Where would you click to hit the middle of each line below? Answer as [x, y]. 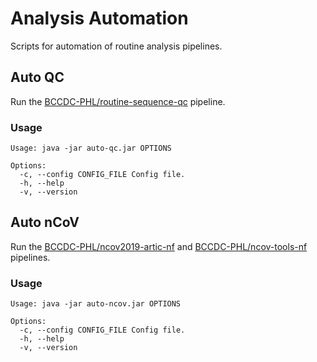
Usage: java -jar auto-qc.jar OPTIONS [91, 148]
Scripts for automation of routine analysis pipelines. [116, 46]
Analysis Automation [99, 18]
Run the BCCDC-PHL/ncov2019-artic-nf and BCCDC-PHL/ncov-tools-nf [159, 246]
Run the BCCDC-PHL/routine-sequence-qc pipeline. [118, 101]
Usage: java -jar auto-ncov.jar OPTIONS [96, 304]
